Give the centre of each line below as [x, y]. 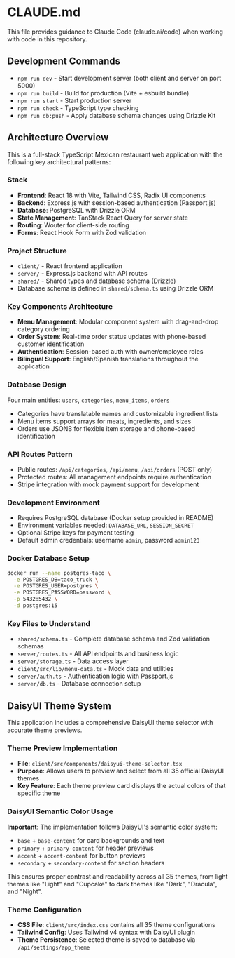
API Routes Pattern [40, 454]
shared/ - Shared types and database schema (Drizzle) [97, 281]
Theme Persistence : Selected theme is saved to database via [106, 939]
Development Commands [64, 61]
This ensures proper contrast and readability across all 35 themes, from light [117, 876]
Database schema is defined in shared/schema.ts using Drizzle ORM [115, 288]
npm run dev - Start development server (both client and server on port [119, 78]
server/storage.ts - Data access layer [73, 661]
